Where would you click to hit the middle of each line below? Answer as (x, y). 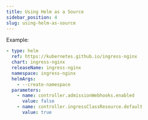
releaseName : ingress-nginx (47, 68)
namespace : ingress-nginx (44, 73)
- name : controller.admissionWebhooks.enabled (76, 96)
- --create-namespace (44, 85)
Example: (18, 40)
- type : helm (22, 51)
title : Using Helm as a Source (45, 12)
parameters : (27, 90)
